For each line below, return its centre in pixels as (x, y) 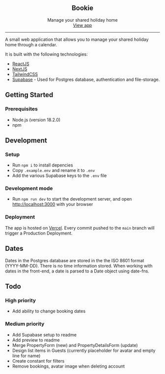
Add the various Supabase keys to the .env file (59, 176)
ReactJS (21, 64)
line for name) (26, 356)
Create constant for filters (38, 361)
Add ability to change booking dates (49, 311)
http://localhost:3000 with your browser (53, 204)
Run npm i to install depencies (42, 165)
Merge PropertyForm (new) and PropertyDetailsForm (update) (75, 345)
